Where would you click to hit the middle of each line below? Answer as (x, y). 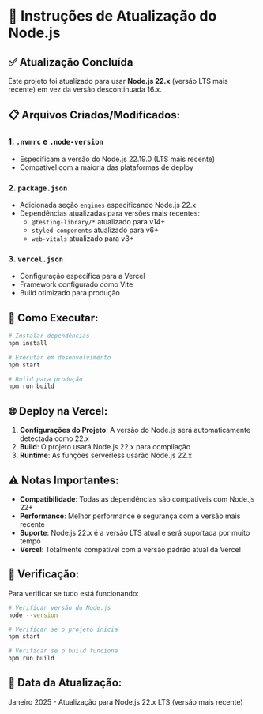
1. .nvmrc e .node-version (56, 141)
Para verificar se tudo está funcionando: (74, 593)
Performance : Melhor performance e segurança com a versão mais (130, 516)
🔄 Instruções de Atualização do (113, 16)
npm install (28, 343)
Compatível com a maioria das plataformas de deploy (106, 167)
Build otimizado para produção (70, 293)
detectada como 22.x (54, 438)
